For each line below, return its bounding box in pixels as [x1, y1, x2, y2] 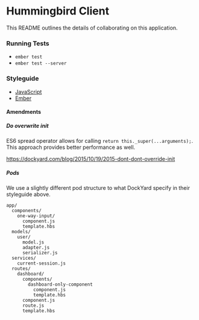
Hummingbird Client [6, 4, 110, 18]
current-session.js [17, 260, 66, 266]
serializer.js [22, 250, 58, 256]
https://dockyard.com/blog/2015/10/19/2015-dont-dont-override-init [6, 155, 175, 163]
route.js [22, 303, 45, 309]
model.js [22, 239, 45, 245]
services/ [11, 255, 36, 262]
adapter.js [22, 245, 50, 251]
